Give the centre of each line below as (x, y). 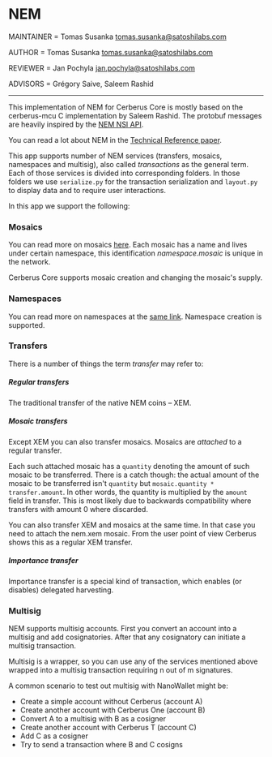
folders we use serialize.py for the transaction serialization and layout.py (133, 181)
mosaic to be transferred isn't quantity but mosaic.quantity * (111, 483)
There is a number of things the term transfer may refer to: (106, 363)
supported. (27, 325)
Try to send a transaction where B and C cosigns (102, 745)
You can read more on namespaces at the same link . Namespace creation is (135, 316)
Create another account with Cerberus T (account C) (108, 728)
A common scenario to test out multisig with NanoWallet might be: (119, 686)
